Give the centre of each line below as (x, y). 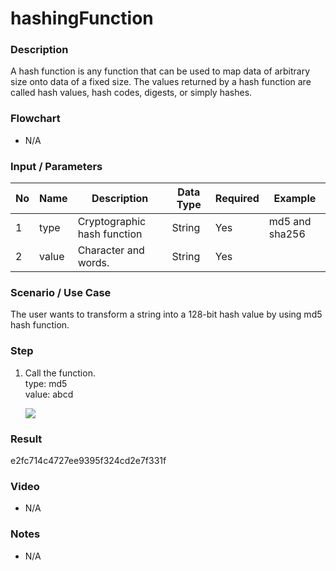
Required (237, 199)
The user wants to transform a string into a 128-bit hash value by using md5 (166, 314)
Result (26, 439)
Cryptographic (112, 222)
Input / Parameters (56, 166)
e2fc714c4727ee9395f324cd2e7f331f (88, 460)
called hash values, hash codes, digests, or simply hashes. (131, 93)
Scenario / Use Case (61, 292)
